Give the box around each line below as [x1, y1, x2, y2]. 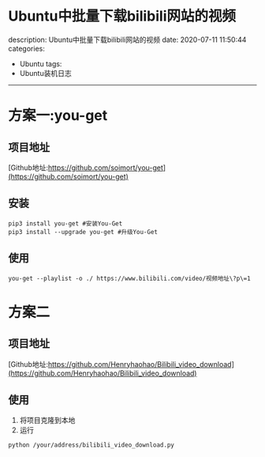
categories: [8, 43, 45, 53]
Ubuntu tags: [19, 59, 62, 68]
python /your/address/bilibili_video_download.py [8, 441, 175, 449]
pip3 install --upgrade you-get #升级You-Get [8, 228, 158, 236]
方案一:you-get [8, 107, 108, 125]
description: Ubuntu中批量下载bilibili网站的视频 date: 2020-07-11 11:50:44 [8, 35, 247, 44]
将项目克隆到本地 [19, 416, 76, 425]
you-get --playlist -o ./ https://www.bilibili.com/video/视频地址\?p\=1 [8, 274, 251, 282]
